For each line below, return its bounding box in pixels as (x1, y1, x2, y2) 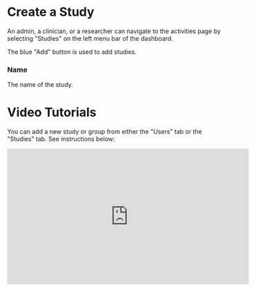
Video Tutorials (7, 105, 97, 121)
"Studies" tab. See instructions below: (7, 135, 115, 143)
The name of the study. (7, 81, 74, 89)
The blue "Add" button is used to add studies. (7, 48, 137, 56)
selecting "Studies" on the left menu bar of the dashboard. (7, 34, 174, 42)
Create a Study (7, 4, 95, 20)
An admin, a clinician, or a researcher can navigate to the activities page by (7, 27, 221, 35)
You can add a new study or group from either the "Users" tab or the (7, 128, 202, 136)
